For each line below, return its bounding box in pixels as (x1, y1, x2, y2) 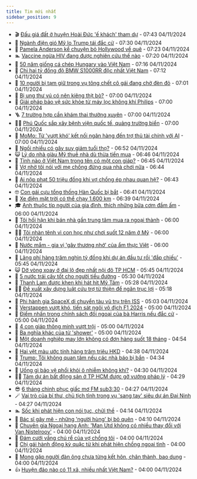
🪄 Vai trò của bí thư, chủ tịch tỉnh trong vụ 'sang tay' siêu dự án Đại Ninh (14, 392, 191, 399)
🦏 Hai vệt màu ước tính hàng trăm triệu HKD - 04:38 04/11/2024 (14, 348, 169, 355)
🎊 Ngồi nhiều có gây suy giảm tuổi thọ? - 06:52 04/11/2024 (14, 144, 158, 151)
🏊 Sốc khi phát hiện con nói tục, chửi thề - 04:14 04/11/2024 (14, 407, 162, 414)
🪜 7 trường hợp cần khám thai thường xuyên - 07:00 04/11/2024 (14, 111, 171, 118)
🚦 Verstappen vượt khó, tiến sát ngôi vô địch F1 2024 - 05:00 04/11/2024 (14, 304, 192, 311)
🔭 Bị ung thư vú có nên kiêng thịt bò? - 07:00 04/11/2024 (14, 92, 152, 99)
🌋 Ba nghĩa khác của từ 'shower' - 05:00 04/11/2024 (14, 329, 142, 336)
